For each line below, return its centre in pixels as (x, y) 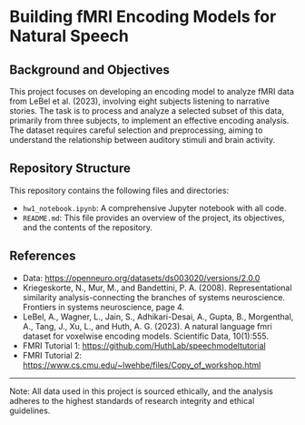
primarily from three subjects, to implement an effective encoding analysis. (149, 121)
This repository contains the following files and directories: (119, 190)
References (43, 256)
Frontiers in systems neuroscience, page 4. (103, 307)
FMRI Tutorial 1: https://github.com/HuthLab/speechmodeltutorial (144, 345)
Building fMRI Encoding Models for (143, 17)
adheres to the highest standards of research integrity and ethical (132, 400)
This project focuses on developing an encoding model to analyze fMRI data (152, 91)
